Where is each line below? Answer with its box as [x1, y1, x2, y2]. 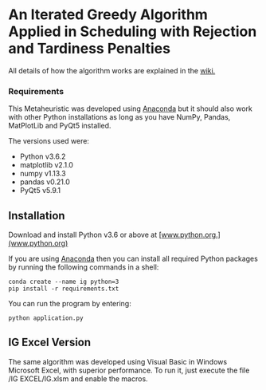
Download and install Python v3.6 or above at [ [8, 230, 162, 240]
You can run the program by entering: [8, 299, 131, 309]
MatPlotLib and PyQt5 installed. [8, 121, 111, 131]
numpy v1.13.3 [19, 169, 66, 179]
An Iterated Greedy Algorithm [8, 6, 209, 24]
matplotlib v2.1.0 [19, 160, 74, 170]
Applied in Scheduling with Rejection [8, 22, 257, 41]
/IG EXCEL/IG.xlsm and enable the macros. [8, 373, 149, 384]
